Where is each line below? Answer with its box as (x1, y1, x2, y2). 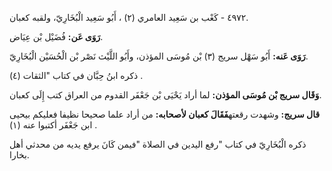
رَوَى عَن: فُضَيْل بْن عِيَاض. (9, 31, 104, 42)
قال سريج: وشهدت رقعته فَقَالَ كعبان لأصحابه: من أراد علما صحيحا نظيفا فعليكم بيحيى (9, 108, 321, 120)
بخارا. (9, 149, 30, 161)
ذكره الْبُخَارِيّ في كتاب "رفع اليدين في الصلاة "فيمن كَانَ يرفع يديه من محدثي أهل (9, 138, 307, 150)
